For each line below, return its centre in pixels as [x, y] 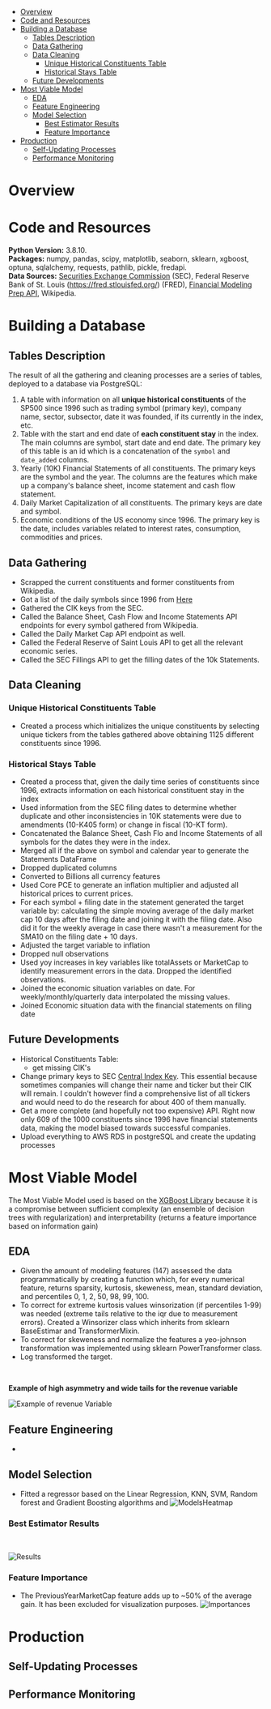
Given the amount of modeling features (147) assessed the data [126, 1271]
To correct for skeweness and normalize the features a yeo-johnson [133, 1340]
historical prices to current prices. [76, 893]
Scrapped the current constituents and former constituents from [127, 582]
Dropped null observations [64, 953]
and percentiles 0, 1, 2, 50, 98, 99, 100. [85, 1297]
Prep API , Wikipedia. [42, 293]
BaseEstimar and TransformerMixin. [80, 1331]
